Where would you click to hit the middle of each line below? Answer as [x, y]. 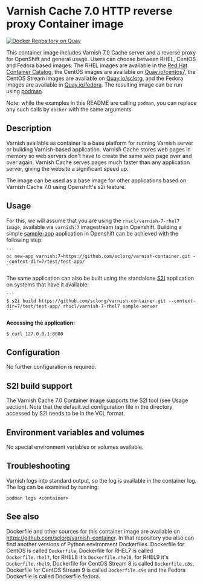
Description [29, 128]
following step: [25, 240]
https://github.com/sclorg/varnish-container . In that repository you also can [100, 538]
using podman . [25, 91]
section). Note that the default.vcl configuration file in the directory [89, 407]
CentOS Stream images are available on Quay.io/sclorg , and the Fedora [95, 78]
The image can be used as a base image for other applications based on [96, 180]
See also [23, 517]
